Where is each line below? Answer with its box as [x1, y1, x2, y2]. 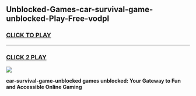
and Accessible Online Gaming [6, 83, 82, 90]
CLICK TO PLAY [6, 31, 51, 40]
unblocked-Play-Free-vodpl [6, 14, 110, 24]
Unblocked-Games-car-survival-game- [6, 5, 153, 15]
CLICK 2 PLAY [6, 53, 47, 61]
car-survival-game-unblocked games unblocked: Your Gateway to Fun [6, 77, 181, 84]
